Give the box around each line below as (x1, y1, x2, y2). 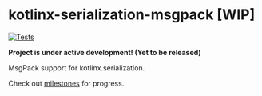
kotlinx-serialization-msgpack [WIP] (8, 6, 256, 24)
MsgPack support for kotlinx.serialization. (8, 62, 145, 73)
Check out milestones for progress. (8, 78, 125, 88)
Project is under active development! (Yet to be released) (8, 47, 201, 57)
